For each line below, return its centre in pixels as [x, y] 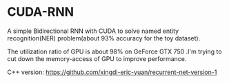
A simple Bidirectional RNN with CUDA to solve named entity [93, 31]
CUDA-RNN [41, 12]
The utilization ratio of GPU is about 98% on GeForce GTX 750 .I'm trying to [114, 51]
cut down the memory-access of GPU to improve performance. [97, 58]
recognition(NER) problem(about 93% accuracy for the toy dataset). [104, 38]
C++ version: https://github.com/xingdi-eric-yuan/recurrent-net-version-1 [112, 72]
